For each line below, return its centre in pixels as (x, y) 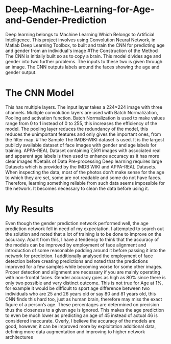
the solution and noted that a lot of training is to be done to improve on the (83, 234)
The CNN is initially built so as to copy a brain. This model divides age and (83, 56)
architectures (19, 337)
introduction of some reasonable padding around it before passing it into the (86, 250)
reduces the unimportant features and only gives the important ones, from (83, 134)
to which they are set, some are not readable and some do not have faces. (83, 178)
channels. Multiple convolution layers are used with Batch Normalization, (82, 112)
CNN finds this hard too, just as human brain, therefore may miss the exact (84, 299)
